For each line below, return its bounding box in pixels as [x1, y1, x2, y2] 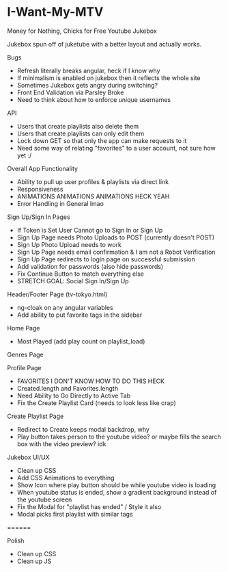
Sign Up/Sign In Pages [7, 213, 70, 221]
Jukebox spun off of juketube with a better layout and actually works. [7, 40, 202, 48]
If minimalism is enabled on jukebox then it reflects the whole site [16, 73, 201, 82]
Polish [7, 536, 25, 545]
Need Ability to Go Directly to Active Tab [16, 391, 131, 400]
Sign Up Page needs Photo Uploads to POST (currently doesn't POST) [16, 233, 215, 242]
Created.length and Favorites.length [16, 384, 118, 392]
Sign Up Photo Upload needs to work [16, 240, 122, 248]
